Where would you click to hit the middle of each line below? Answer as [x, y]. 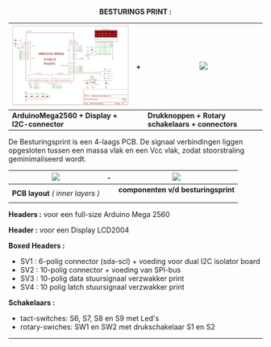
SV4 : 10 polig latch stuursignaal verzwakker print [102, 287]
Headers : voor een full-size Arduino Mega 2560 [90, 215]
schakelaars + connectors [193, 123]
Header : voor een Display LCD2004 [69, 230]
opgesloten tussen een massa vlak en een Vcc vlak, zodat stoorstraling [126, 151]
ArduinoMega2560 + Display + [65, 115]
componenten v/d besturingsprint [177, 190]
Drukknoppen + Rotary [187, 115]
